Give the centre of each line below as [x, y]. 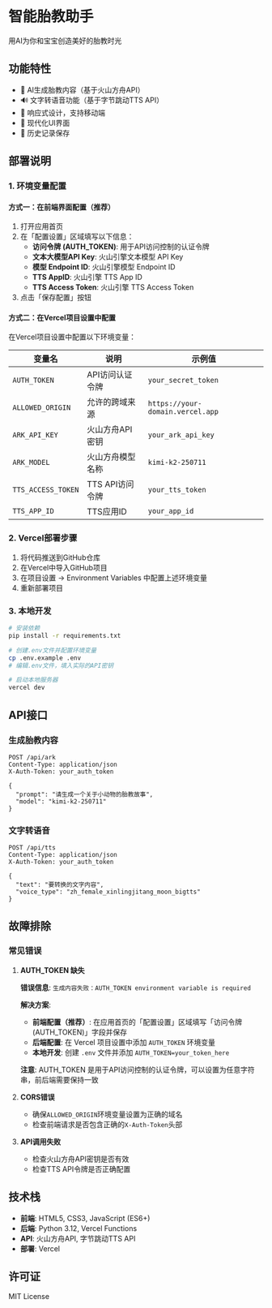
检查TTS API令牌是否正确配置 [81, 1168]
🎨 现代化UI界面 [45, 123]
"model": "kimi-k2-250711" [61, 801]
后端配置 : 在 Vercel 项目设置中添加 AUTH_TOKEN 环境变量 [124, 1042]
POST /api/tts [32, 848]
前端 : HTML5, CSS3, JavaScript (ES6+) [85, 1218]
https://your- [175, 404]
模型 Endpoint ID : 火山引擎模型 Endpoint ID [104, 267]
